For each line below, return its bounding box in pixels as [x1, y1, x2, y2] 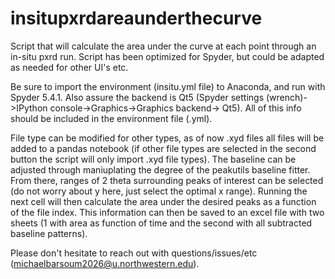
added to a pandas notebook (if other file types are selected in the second [10, 142, 317, 154]
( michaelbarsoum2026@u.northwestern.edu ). [10, 257, 200, 269]
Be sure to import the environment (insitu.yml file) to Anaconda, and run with [10, 80, 326, 92]
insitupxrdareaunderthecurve [10, 7, 263, 30]
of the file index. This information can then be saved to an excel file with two [10, 206, 325, 218]
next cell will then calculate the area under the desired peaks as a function [10, 195, 317, 207]
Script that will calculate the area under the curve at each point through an [10, 40, 317, 52]
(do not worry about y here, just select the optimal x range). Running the [10, 185, 308, 197]
